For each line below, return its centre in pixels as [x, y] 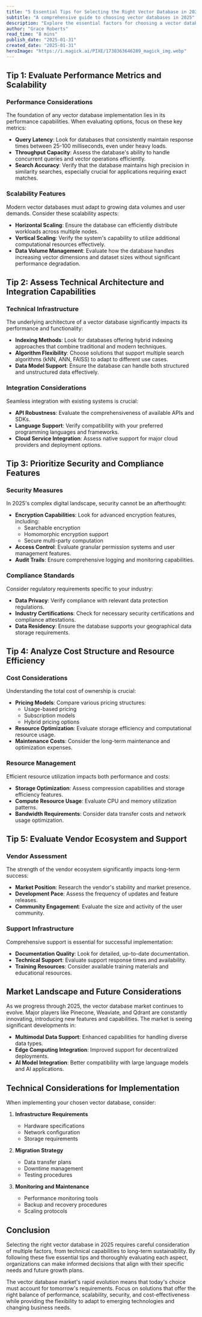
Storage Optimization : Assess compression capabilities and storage [100, 788]
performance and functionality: [44, 329]
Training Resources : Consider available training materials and [92, 966]
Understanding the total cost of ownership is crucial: [71, 691]
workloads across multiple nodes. [57, 231]
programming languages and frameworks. [67, 432]
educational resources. [43, 973]
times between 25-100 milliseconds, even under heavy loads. [91, 146]
